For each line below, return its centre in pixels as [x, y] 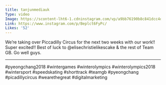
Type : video [17, 14]
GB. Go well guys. [23, 53]
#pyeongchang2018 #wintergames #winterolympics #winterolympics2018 [80, 67]
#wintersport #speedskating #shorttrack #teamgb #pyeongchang [72, 72]
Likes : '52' [17, 28]
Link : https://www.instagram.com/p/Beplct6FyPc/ [56, 23]
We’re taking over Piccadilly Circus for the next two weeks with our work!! [80, 42]
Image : [12, 19]
